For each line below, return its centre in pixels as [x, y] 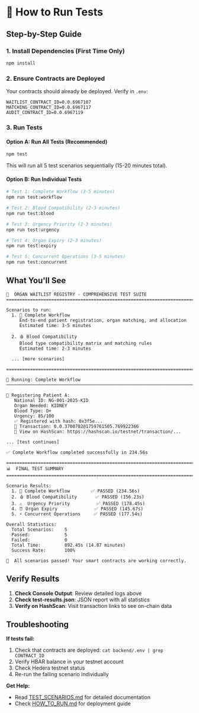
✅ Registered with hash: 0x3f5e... [58, 421]
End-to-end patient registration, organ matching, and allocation [103, 320]
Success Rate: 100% [44, 550]
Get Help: [18, 686]
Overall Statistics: [32, 524]
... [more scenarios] [38, 359]
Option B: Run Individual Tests [44, 179]
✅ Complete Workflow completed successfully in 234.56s [77, 452]
